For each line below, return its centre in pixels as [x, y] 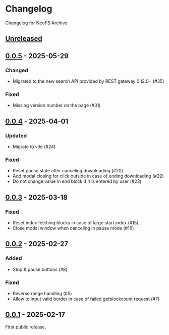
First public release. [26, 327]
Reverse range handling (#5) [42, 293]
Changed [17, 70]
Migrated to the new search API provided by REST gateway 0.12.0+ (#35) [88, 81]
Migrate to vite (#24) [34, 147]
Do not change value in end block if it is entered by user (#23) [77, 181]
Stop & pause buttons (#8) [40, 269]
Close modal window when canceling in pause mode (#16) [73, 228]
